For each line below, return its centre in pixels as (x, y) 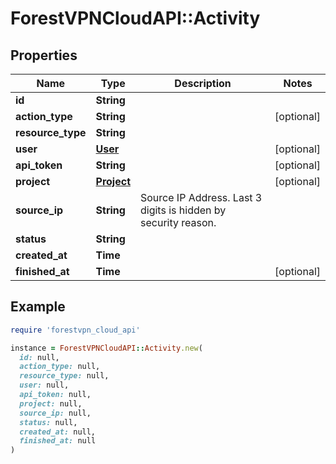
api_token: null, (55, 395)
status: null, (48, 422)
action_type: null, (60, 367)
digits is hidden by (183, 210)
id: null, (39, 357)
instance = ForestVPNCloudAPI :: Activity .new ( (106, 348)
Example (38, 307)
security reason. (178, 222)
